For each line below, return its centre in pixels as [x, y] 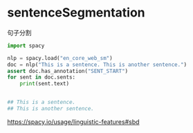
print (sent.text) [45, 84]
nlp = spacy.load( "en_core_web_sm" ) [60, 58]
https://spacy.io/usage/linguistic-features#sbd [73, 121]
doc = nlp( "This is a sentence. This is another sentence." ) [97, 64]
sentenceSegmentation [76, 13]
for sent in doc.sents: [42, 77]
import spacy [26, 45]
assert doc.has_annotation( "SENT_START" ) [68, 71]
